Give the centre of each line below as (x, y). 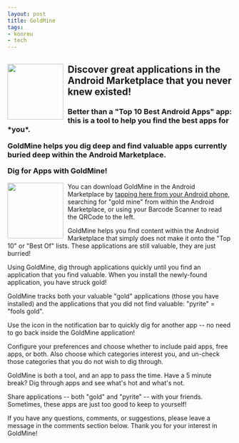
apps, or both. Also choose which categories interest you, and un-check (113, 354)
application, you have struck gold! (57, 282)
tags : (15, 27)
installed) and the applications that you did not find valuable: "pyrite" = (111, 303)
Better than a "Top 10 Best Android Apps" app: (150, 112)
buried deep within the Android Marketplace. (87, 155)
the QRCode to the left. (101, 217)
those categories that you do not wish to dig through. (86, 361)
